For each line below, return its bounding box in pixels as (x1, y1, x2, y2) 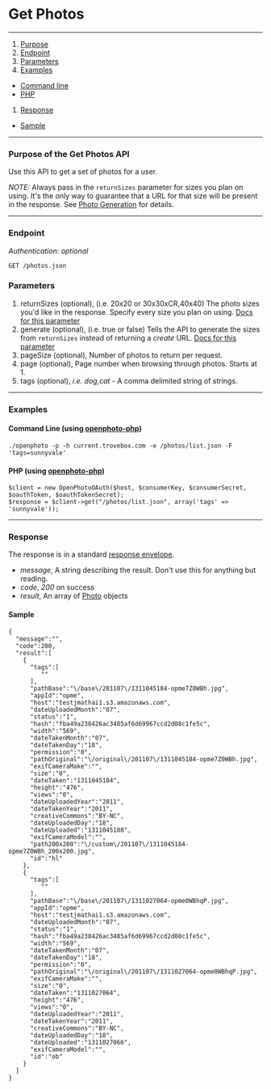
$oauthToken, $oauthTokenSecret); (8, 491, 125, 499)
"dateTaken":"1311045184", (29, 776, 121, 785)
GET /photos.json (8, 261, 67, 269)
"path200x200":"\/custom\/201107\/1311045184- (29, 840, 190, 848)
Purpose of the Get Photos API (8, 148, 130, 159)
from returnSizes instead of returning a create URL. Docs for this (19, 333, 237, 342)
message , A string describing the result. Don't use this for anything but (19, 566, 256, 575)
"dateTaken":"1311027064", (29, 989, 121, 997)
